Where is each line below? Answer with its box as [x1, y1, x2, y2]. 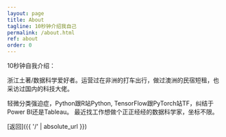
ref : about [7, 36, 38, 42]
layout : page [7, 10, 45, 17]
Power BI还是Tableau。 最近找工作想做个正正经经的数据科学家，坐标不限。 [7, 108, 218, 116]
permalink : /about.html [7, 29, 75, 36]
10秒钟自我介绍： [7, 62, 56, 69]
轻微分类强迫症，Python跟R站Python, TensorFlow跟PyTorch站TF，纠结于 [7, 99, 214, 107]
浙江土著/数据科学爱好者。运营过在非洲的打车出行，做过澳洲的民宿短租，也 [7, 76, 220, 84]
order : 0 [7, 42, 32, 49]
